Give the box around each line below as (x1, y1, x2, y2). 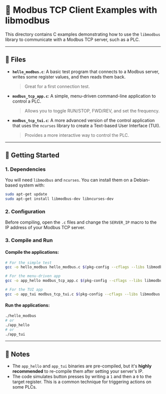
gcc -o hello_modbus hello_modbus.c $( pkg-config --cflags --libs (5, 265, 145, 270)
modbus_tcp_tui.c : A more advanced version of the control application (12, 117, 155, 123)
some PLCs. (12, 384, 37, 390)
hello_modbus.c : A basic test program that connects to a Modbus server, (12, 69, 160, 75)
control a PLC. (12, 98, 41, 104)
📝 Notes (5, 350, 30, 358)
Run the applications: (5, 302, 50, 308)
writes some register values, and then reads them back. (12, 74, 126, 79)
